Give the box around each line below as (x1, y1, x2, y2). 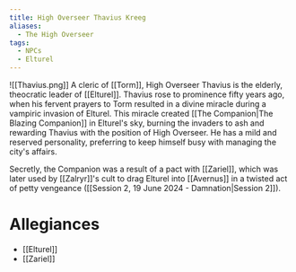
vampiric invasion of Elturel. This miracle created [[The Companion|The (9, 109, 274, 118)
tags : (9, 38, 30, 48)
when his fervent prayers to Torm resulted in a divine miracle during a (9, 99, 266, 109)
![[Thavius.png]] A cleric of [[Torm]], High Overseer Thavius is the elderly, (9, 80, 283, 90)
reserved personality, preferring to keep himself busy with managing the (9, 136, 276, 147)
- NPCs (17, 47, 42, 56)
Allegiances (9, 215, 100, 234)
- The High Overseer (17, 30, 94, 39)
